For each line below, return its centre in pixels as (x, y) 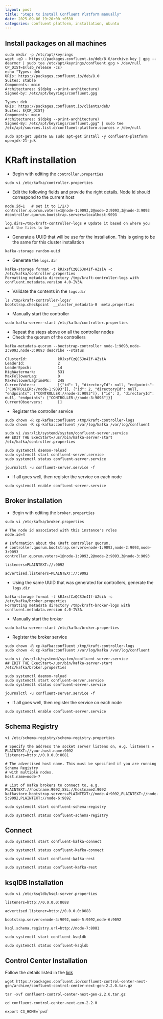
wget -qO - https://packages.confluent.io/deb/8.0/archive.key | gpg (78, 59)
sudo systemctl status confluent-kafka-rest (51, 867)
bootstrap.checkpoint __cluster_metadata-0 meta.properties (70, 305)
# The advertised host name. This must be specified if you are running (81, 764)
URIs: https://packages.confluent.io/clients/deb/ (58, 106)
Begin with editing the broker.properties (53, 513)
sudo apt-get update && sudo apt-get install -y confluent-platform (76, 137)
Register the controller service (43, 411)
